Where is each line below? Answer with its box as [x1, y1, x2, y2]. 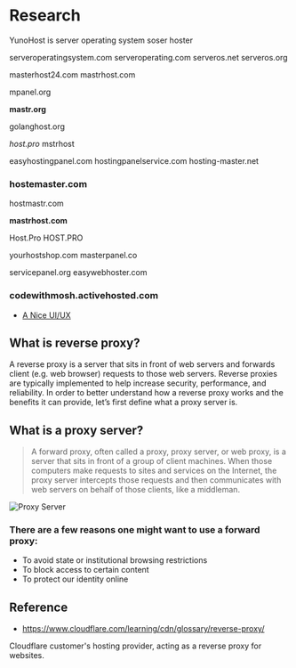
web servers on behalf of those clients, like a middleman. [30, 485, 241, 495]
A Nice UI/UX [21, 309, 71, 321]
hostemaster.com [9, 177, 87, 190]
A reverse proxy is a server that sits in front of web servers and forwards [9, 359, 276, 370]
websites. [9, 650, 44, 661]
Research [9, 5, 82, 26]
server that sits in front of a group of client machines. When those [30, 456, 273, 467]
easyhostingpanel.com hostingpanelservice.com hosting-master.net [9, 155, 260, 166]
